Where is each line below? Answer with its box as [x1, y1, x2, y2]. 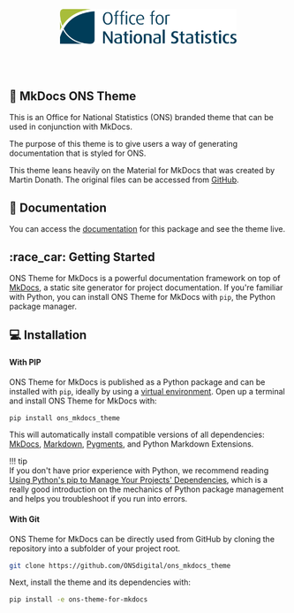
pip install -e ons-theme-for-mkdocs [9, 595, 148, 604]
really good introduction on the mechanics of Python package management [9, 484, 284, 494]
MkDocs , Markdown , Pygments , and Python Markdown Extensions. [9, 439, 254, 449]
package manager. [9, 301, 78, 311]
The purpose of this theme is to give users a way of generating [9, 139, 238, 149]
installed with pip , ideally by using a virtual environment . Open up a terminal [9, 386, 285, 396]
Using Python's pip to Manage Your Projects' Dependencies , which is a [9, 475, 268, 486]
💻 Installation [9, 327, 87, 343]
